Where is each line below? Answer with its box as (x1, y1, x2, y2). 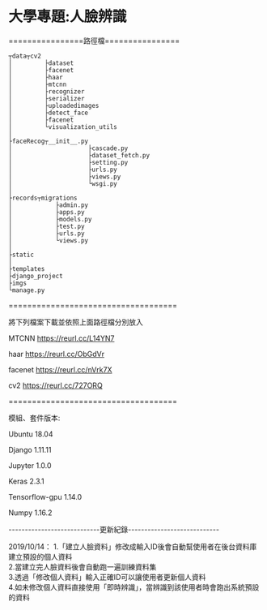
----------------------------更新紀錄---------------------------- (8, 524, 220, 534)
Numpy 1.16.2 (8, 508, 53, 518)
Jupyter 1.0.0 (8, 460, 52, 470)
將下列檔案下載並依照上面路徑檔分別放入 (8, 317, 143, 327)
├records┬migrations (8, 194, 78, 202)
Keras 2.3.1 (8, 476, 44, 486)
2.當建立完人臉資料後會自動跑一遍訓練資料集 (8, 561, 157, 572)
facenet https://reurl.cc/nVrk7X (8, 364, 112, 374)
